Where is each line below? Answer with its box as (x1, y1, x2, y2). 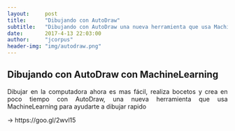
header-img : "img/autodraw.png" (7, 43, 101, 50)
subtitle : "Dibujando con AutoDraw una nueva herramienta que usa (7, 23, 211, 30)
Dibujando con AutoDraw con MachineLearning (7, 69, 219, 81)
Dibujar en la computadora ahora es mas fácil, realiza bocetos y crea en (7, 87, 228, 95)
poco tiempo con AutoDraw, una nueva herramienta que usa (7, 95, 228, 103)
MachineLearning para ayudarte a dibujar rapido (7, 102, 147, 111)
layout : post (7, 10, 58, 18)
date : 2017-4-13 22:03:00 (7, 29, 101, 37)
